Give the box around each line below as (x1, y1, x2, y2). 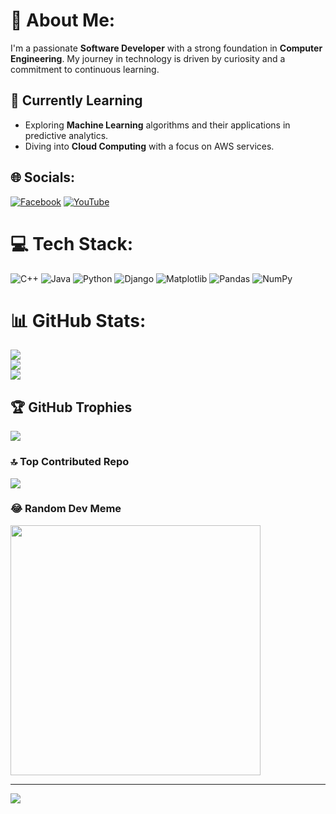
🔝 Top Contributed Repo (10, 455, 130, 469)
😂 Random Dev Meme (10, 502, 122, 516)
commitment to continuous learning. (10, 63, 160, 75)
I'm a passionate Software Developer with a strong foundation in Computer (10, 42, 323, 54)
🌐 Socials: (10, 169, 76, 186)
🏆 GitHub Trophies (10, 399, 133, 416)
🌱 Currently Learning (10, 92, 143, 109)
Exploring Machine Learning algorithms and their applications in (24, 119, 291, 131)
